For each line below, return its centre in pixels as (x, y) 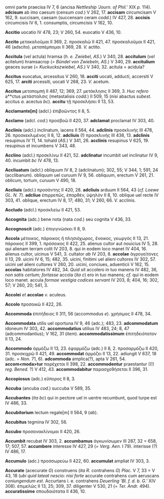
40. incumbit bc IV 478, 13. (32, 160)
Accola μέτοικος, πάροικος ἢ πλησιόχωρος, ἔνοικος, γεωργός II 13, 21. (77, 238)
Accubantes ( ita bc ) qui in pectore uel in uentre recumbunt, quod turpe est (81, 398)
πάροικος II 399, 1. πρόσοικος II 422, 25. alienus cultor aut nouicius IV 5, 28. (82, 243)
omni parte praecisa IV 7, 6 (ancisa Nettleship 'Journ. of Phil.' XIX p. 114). (78, 7)
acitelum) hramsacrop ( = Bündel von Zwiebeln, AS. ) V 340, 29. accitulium (80, 62)
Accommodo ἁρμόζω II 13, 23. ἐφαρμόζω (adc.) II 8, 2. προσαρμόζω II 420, (82, 348)
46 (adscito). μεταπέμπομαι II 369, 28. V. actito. (53, 47)
